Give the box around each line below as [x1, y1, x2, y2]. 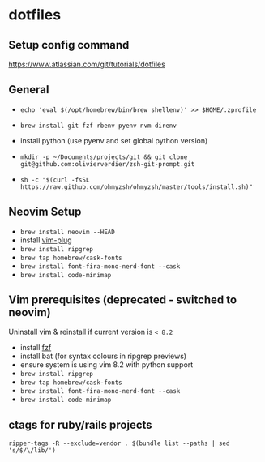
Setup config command [8, 38, 130, 52]
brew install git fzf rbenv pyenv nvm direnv [19, 122, 177, 130]
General [8, 83, 50, 96]
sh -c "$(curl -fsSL [19, 176, 90, 184]
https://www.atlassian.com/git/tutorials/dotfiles [8, 59, 166, 69]
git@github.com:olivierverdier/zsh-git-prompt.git [19, 160, 195, 168]
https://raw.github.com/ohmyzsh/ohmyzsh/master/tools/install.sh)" [19, 182, 253, 191]
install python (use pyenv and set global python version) [19, 135, 208, 145]
